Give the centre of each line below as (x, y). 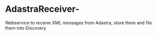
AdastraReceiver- (42, 9)
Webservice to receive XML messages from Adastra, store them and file (78, 23)
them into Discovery (26, 28)
